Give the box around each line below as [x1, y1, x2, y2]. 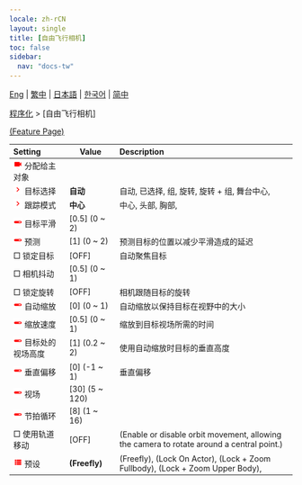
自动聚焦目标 [120, 250, 167, 261]
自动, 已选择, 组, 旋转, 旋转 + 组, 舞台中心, [120, 185, 271, 196]
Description [120, 146, 164, 157]
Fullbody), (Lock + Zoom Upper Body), [120, 463, 262, 473]
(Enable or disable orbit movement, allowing [120, 429, 282, 440]
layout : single [9, 23, 67, 33]
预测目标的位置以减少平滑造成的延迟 [120, 236, 253, 247]
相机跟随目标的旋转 [120, 286, 191, 297]
